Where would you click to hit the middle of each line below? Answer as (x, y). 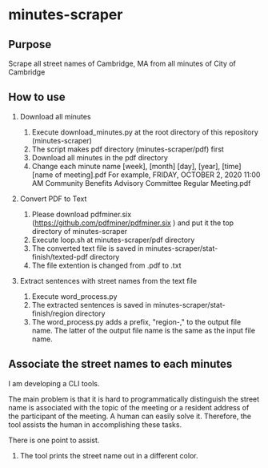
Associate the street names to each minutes (120, 364)
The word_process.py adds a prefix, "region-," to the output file (136, 321)
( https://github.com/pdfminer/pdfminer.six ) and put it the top (133, 223)
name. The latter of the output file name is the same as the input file (144, 330)
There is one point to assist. (54, 440)
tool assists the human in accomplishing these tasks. (95, 424)
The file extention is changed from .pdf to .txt (106, 265)
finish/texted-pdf (60, 256)
